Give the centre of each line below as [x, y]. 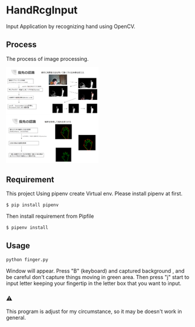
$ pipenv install [27, 227]
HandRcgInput [42, 10]
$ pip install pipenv [32, 205]
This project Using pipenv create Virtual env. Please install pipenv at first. [94, 193]
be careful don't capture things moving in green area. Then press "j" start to [98, 277]
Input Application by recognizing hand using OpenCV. [71, 26]
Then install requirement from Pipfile [50, 216]
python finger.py [27, 260]
